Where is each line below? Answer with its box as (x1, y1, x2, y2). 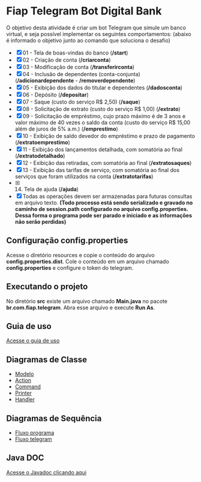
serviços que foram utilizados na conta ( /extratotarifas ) (14, 173, 154, 180)
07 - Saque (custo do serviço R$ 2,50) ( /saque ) (22, 98, 141, 106)
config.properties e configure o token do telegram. (6, 264, 134, 271)
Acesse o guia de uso (6, 337, 60, 344)
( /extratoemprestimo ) (14, 138, 70, 146)
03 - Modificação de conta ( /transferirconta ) (22, 63, 135, 70)
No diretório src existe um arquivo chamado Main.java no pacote (6, 297, 168, 305)
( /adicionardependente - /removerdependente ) (14, 77, 136, 84)
